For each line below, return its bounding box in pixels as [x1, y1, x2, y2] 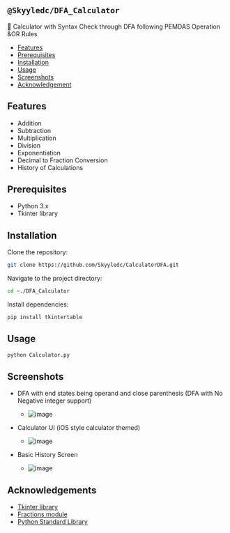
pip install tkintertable [7, 314, 82, 320]
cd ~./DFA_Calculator [7, 288, 70, 295]
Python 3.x [17, 202, 49, 210]
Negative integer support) [17, 396, 92, 405]
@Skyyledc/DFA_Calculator [7, 6, 120, 16]
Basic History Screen [17, 451, 78, 459]
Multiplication [17, 134, 57, 142]
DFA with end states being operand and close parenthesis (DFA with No [17, 389, 223, 398]
